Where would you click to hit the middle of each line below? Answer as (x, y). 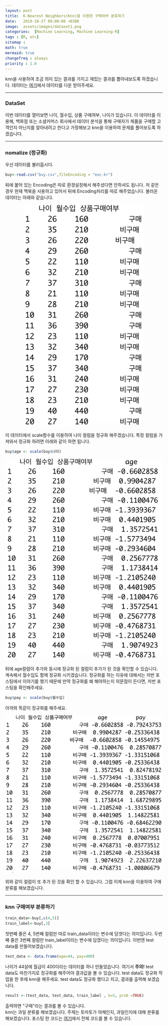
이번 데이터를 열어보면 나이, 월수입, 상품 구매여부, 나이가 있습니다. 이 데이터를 (80, 115)
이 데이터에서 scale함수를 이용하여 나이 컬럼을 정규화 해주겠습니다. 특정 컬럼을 (81, 435)
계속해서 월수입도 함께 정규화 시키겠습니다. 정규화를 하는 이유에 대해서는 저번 (80, 675)
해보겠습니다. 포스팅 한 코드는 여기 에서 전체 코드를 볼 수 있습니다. (68, 1018)
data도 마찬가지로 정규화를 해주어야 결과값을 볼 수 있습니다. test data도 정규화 (81, 973)
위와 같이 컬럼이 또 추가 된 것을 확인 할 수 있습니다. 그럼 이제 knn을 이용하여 (79, 882)
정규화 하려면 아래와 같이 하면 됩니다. (54, 441)
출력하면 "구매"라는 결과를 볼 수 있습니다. (45, 1005)
